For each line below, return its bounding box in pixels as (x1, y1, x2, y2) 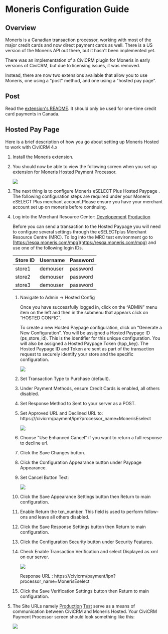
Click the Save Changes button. (20, 449, 85, 455)
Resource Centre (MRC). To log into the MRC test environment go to (12, 234, 153, 240)
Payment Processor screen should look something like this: (12, 613, 135, 619)
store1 (15, 265, 31, 272)
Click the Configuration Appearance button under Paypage (20, 459, 142, 465)
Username (39, 257, 65, 264)
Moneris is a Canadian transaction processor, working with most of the (5, 37, 151, 43)
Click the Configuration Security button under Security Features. (20, 539, 153, 545)
